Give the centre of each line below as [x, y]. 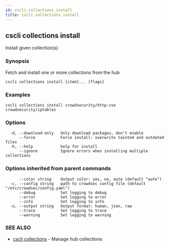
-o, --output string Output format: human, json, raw [71, 206]
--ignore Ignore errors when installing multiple [83, 151]
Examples [18, 94]
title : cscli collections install [42, 15]
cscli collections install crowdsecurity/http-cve [61, 105]
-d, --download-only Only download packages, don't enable [77, 133]
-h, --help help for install [54, 147]
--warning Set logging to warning [65, 215]
